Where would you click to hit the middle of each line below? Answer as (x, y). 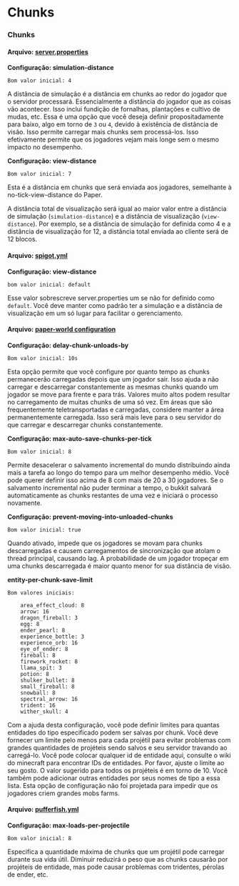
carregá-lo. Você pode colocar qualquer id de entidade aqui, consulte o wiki (119, 755)
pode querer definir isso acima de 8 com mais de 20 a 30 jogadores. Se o (116, 480)
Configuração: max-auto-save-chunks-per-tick (80, 438)
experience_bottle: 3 (52, 637)
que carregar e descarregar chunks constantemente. (85, 424)
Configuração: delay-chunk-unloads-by (68, 345)
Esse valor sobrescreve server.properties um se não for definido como (111, 298)
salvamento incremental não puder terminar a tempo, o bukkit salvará (110, 487)
